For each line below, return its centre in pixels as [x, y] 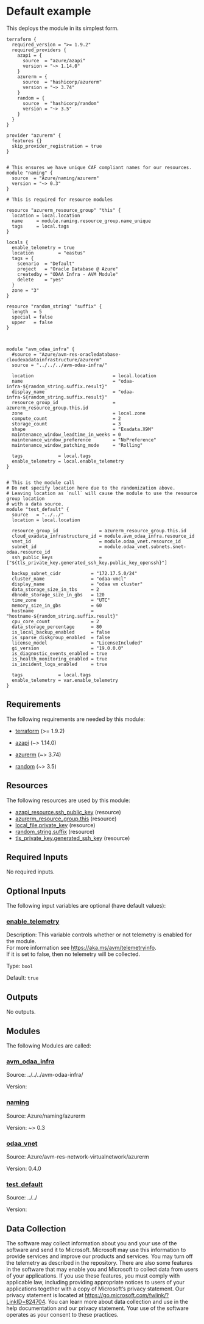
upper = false [32, 322]
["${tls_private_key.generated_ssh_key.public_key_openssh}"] [87, 563]
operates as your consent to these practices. [62, 1315]
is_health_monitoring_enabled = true [60, 659]
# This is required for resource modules [60, 200]
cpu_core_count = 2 [55, 621]
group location [26, 499]
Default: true [23, 978]
